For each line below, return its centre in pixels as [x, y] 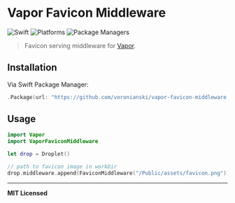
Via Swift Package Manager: [48, 84]
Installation [32, 68]
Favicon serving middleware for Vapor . [80, 45]
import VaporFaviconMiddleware [53, 142]
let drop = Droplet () [39, 154]
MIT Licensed [27, 193]
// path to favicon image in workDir [62, 167]
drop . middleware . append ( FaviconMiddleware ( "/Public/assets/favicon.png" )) [119, 173]
